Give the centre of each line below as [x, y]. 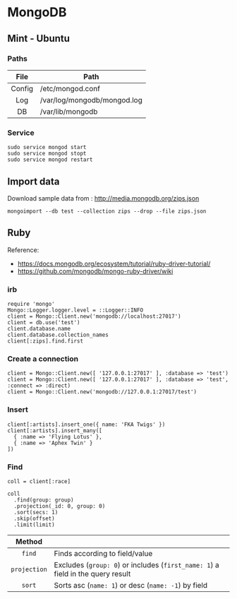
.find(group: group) [44, 500]
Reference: [23, 250]
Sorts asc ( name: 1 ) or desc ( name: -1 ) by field [131, 585]
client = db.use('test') [44, 323]
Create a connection [43, 359]
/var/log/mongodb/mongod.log [91, 100]
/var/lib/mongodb [69, 112]
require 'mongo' [31, 304]
